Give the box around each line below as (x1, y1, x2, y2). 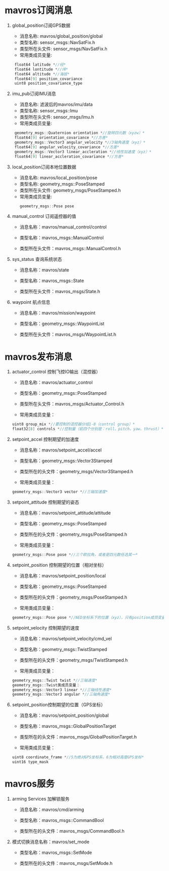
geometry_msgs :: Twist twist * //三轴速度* (12, 678, 98, 683)
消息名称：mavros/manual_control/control (19, 224, 107, 230)
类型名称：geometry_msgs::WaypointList (19, 320, 104, 327)
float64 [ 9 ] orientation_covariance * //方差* (14, 135, 108, 141)
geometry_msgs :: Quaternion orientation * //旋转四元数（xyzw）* (14, 130, 145, 135)
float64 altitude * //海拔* (14, 71, 70, 76)
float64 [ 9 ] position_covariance (14, 76, 83, 81)
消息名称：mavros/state (19, 267, 69, 273)
